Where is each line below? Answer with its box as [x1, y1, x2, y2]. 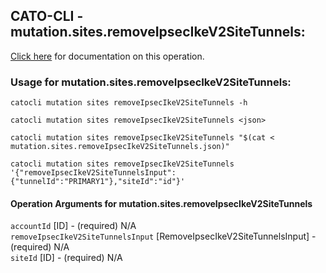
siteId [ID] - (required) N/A [10, 252, 123, 264]
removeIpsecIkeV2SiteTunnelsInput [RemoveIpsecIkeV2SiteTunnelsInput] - [10, 230, 317, 243]
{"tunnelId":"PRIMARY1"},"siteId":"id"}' [10, 177, 186, 187]
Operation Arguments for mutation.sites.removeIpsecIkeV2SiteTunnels [10, 197, 313, 209]
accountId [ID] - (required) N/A [10, 220, 137, 232]
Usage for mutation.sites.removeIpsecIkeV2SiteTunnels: [10, 75, 292, 89]
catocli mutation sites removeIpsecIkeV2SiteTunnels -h [10, 98, 248, 108]
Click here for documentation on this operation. [10, 50, 205, 62]
